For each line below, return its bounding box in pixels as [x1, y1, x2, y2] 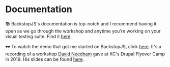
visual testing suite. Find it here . [5, 33, 72, 39]
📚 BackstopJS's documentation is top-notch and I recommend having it [5, 20, 157, 26]
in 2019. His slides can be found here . [5, 56, 84, 62]
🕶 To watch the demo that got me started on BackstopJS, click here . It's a [5, 43, 161, 49]
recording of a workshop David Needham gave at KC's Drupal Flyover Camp [5, 51, 165, 57]
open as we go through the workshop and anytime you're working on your [5, 28, 161, 34]
